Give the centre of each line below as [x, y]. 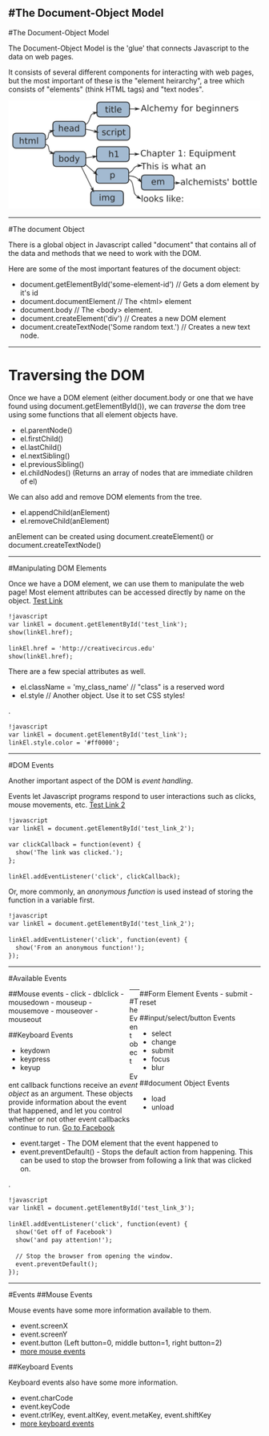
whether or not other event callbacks [69, 1119]
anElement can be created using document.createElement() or [111, 536]
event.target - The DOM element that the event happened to [119, 1143]
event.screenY [44, 1334]
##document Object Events [185, 1083]
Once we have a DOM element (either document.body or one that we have [131, 398]
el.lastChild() [41, 447]
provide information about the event [67, 1102]
